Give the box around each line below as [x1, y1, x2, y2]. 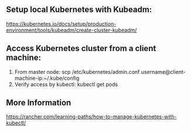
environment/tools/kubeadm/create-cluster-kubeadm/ [6, 26, 137, 33]
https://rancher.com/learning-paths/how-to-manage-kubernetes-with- [6, 113, 177, 120]
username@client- [141, 68, 186, 75]
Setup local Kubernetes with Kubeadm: [6, 5, 152, 15]
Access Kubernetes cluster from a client [6, 43, 156, 53]
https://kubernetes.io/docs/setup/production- [6, 20, 117, 27]
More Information [6, 98, 71, 108]
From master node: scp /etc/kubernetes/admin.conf [14, 68, 140, 75]
